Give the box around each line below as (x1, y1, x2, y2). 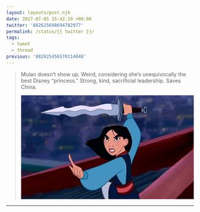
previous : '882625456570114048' (6, 54, 86, 60)
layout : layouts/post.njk (6, 10, 70, 15)
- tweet (11, 41, 31, 47)
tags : (6, 35, 20, 41)
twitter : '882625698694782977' (6, 22, 84, 28)
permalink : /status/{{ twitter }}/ (6, 29, 95, 35)
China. (20, 83, 37, 91)
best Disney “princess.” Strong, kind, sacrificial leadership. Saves (20, 77, 182, 84)
